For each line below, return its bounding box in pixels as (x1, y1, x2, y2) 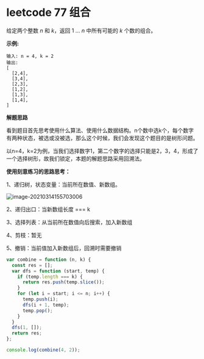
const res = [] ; (12, 262, 53, 268)
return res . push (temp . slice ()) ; (22, 279, 105, 285)
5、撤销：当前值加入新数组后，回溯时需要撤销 (6, 244, 122, 252)
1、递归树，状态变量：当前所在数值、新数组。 (6, 180, 121, 188)
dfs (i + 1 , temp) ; (22, 302, 69, 308)
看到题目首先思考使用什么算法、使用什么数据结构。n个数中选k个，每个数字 (6, 126, 194, 134)
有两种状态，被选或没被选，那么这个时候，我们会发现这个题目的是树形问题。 (6, 134, 199, 141)
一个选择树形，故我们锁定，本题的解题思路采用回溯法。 (6, 155, 145, 162)
